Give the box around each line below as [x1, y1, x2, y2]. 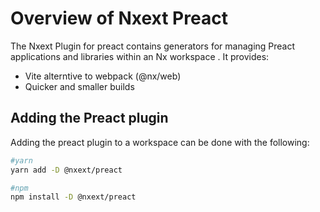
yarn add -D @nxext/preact [10, 165, 123, 175]
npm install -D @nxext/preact [10, 192, 137, 202]
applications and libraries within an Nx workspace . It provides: [10, 50, 270, 62]
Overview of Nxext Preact [10, 7, 228, 30]
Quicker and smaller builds [24, 80, 135, 92]
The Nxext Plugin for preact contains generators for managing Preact [10, 40, 296, 52]
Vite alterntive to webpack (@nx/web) [24, 70, 182, 82]
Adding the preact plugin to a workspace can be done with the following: [10, 136, 310, 148]
